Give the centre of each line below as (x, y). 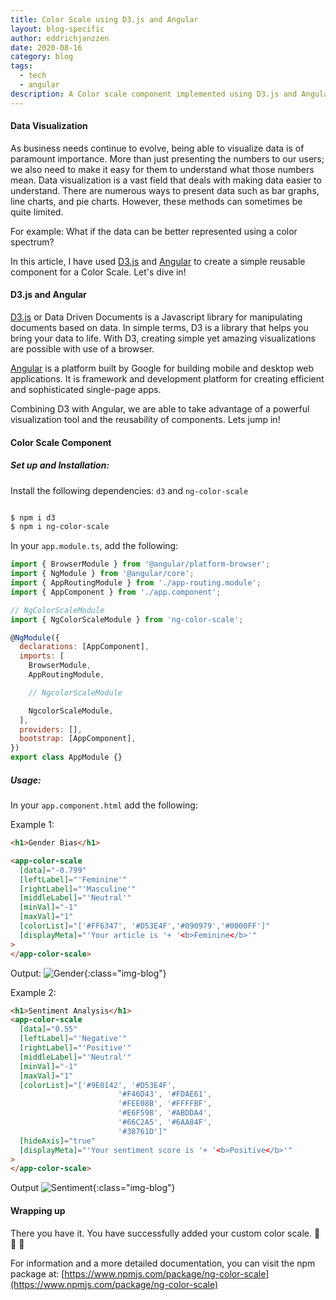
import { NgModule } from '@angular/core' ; (102, 574)
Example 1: (32, 825)
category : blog (42, 57)
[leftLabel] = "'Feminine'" (73, 879)
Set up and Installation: (60, 465)
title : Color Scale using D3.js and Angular (104, 19)
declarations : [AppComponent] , (84, 647)
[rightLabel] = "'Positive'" (75, 1048)
